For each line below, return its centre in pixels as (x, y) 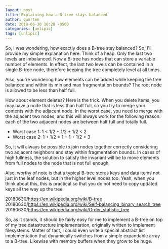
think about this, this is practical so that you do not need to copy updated (81, 184)
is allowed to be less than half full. (40, 90)
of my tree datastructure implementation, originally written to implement (80, 225)
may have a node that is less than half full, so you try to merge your (75, 105)
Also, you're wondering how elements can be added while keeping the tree (83, 80)
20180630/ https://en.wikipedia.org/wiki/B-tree (54, 199)
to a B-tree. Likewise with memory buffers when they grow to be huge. (79, 241)
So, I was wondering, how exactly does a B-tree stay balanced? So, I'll (78, 48)
